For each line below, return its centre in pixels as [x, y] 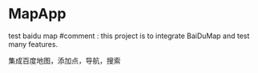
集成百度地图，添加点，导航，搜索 [64, 60]
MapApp [37, 14]
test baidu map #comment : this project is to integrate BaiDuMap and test [129, 36]
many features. [33, 44]
